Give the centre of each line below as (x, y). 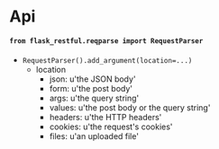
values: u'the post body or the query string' (130, 108)
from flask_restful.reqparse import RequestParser (106, 41)
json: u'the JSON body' (93, 79)
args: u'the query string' (94, 98)
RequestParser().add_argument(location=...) (107, 61)
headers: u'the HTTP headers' (105, 118)
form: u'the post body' (91, 89)
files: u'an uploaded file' (94, 136)
